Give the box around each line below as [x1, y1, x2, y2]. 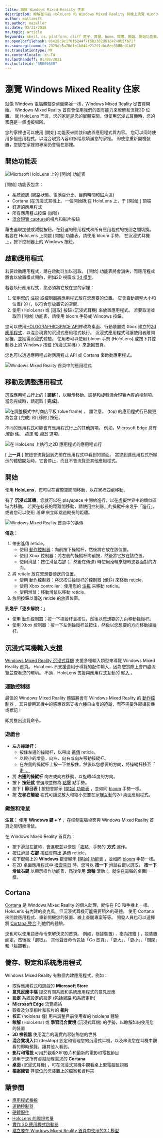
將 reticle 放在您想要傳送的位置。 [12, 571, 79, 577]
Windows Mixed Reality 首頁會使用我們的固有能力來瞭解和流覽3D [14, 107, 145, 113]
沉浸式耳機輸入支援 [5, 643, 63, 652]
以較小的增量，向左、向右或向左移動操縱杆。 [19, 755, 109, 761]
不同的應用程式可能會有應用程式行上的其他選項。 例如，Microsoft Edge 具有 [5, 424, 157, 431]
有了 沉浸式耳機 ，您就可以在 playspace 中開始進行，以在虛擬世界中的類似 [5, 497, 153, 503]
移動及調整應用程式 [5, 378, 63, 386]
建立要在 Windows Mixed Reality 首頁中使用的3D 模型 [12, 1128, 119, 1134]
